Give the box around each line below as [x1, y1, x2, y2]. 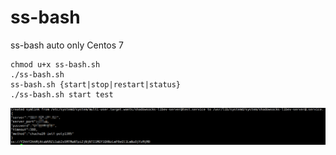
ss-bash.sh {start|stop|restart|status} [10, 79, 182, 90]
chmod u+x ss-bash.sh [10, 59, 101, 70]
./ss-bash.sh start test [10, 89, 114, 100]
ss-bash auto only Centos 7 [10, 39, 124, 51]
